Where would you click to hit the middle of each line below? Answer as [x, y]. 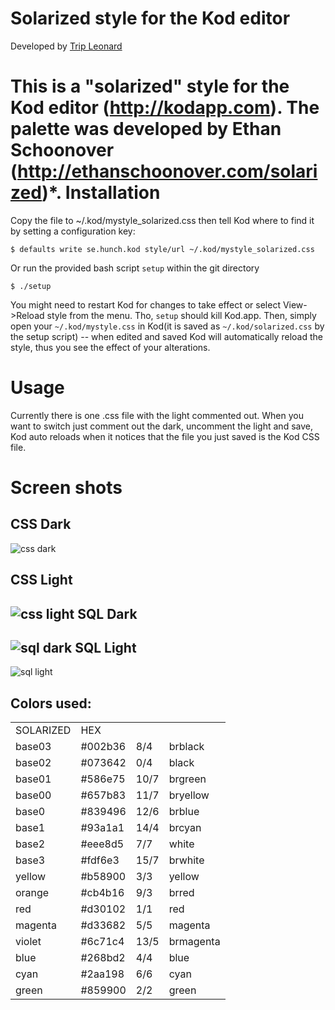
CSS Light [41, 580]
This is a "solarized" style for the [150, 86]
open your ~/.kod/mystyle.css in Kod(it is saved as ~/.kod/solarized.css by [167, 326]
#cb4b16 [102, 893]
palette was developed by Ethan [146, 129]
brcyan [185, 828]
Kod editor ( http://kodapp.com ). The [165, 108]
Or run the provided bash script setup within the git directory [135, 268]
